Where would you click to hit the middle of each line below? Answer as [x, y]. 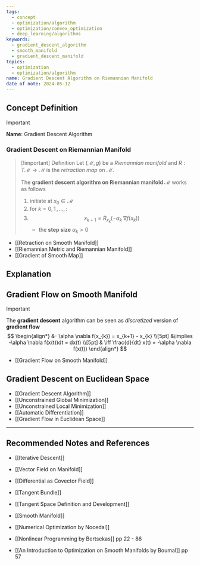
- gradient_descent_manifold [48, 56]
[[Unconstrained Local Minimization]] [60, 406]
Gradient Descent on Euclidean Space [78, 379]
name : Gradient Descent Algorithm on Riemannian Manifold [79, 78]
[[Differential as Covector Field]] [54, 481]
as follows [33, 189]
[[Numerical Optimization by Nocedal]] [62, 527]
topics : [16, 62]
